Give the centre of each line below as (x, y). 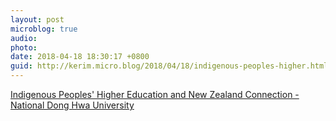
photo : (24, 47)
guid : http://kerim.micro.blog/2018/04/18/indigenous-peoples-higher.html (169, 66)
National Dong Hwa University (72, 105)
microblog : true (44, 29)
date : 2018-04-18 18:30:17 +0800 (80, 57)
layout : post (37, 19)
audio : (24, 38)
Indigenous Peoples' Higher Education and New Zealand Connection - (155, 94)
